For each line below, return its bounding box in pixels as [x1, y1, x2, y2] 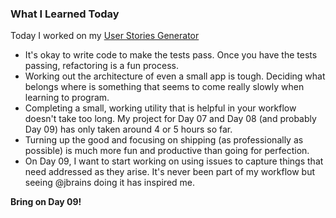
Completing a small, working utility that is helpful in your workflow [24, 102, 297, 114]
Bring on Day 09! [10, 196, 82, 208]
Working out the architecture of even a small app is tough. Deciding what [24, 70, 326, 82]
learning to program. [24, 92, 110, 104]
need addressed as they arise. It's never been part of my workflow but [24, 166, 316, 178]
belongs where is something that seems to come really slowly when [24, 81, 305, 93]
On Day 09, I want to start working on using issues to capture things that [24, 155, 324, 167]
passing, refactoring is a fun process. [24, 60, 179, 72]
